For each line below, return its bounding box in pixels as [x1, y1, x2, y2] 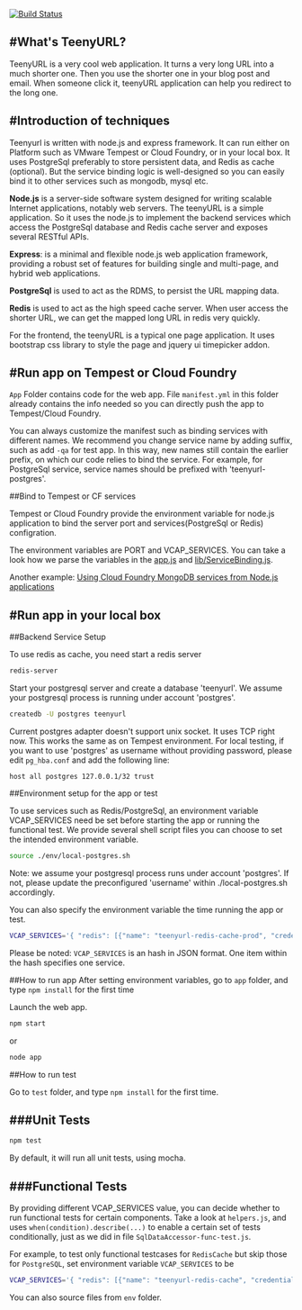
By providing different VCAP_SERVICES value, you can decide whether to [9, 1203, 280, 1213]
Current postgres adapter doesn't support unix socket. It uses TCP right [9, 726, 276, 736]
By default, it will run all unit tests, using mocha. [9, 1152, 186, 1163]
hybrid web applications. [9, 267, 101, 278]
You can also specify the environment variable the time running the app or [9, 904, 284, 915]
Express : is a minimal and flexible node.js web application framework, [9, 248, 268, 259]
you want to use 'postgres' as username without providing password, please [9, 745, 293, 755]
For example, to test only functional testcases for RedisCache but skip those [9, 1249, 288, 1260]
